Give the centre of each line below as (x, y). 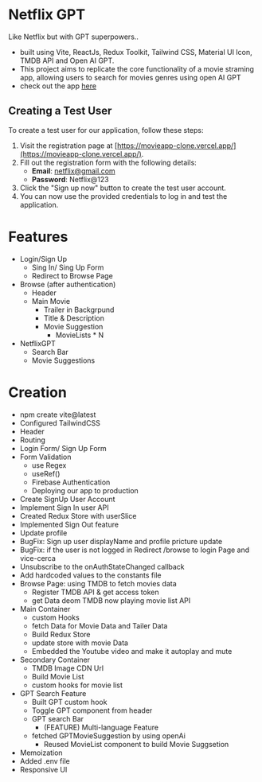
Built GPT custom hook (69, 702)
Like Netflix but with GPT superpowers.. (74, 37)
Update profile (43, 533)
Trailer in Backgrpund (79, 309)
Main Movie (51, 301)
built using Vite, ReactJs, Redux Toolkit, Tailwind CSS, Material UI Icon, (136, 52)
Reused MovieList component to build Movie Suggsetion (136, 744)
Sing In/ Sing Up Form (68, 267)
